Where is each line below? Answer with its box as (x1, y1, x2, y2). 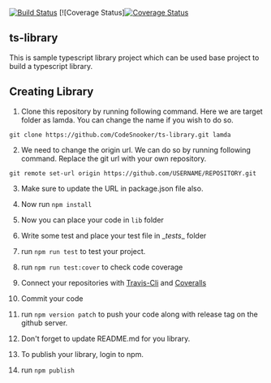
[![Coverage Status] (58, 8, 125, 17)
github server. (20, 317, 68, 328)
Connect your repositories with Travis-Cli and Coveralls (20, 278, 207, 287)
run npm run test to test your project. (20, 246, 146, 256)
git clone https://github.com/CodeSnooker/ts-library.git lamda (9, 131, 231, 139)
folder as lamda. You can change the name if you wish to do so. (20, 114, 234, 125)
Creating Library (9, 85, 94, 99)
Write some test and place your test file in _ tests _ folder (20, 230, 207, 240)
